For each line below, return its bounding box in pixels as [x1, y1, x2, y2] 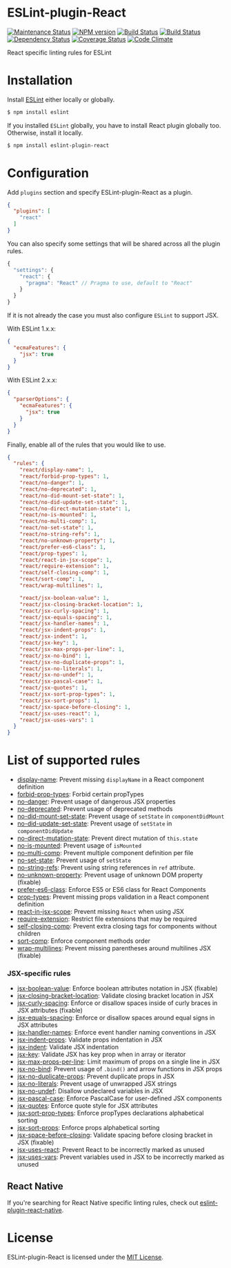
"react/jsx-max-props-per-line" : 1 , [19, 645, 125, 653]
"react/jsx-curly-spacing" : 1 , [19, 607, 110, 614]
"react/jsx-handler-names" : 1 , [19, 620, 110, 627]
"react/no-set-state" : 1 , [19, 525, 94, 531]
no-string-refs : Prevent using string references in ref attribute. [17, 864, 195, 872]
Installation [7, 72, 73, 88]
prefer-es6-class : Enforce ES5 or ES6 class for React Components [17, 886, 206, 894]
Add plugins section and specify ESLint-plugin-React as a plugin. [7, 188, 193, 196]
